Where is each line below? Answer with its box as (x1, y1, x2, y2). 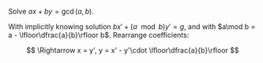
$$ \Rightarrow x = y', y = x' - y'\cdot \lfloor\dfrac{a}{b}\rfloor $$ (26, 46, 239, 54)
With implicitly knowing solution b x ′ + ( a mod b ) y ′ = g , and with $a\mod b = (8, 22, 256, 31)
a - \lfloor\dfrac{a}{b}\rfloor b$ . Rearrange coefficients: (8, 31, 190, 39)
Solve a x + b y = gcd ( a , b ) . (8, 7, 95, 16)
